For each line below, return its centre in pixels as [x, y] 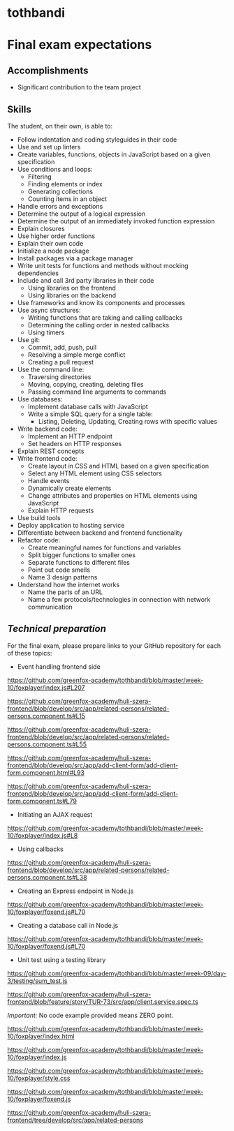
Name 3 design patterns [63, 577]
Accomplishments [48, 70]
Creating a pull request [61, 362]
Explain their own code [50, 243]
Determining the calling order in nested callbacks [98, 325]
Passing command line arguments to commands [97, 392]
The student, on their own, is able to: [60, 126]
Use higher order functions [56, 236]
